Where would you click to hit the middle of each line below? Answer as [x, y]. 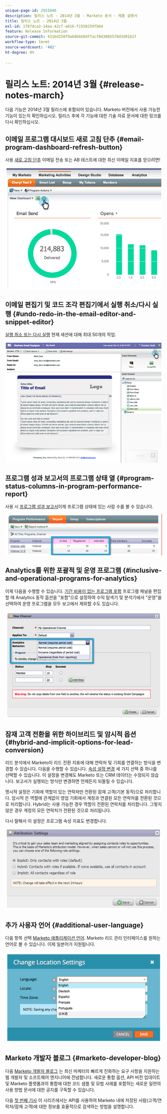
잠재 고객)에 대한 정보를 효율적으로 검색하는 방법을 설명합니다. [75, 1106]
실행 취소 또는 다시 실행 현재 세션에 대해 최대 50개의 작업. [61, 335]
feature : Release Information [37, 32]
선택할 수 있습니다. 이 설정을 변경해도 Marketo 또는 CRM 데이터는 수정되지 [78, 775]
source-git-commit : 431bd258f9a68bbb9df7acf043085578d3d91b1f [71, 37]
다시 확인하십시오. [23, 122]
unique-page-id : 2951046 [31, 10]
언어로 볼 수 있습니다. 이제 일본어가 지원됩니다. [50, 944]
